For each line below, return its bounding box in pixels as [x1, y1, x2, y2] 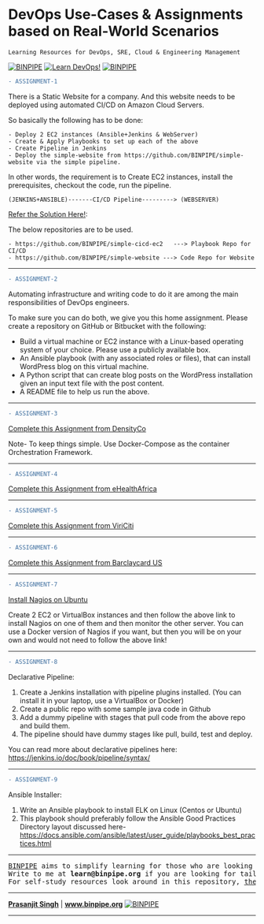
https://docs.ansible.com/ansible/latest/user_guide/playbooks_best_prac [19, 830, 256, 840]
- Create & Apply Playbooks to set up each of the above [8, 137, 199, 145]
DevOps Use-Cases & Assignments [8, 6, 244, 24]
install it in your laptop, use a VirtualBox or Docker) [19, 695, 185, 705]
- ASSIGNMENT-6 [8, 544, 58, 552]
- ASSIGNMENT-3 [8, 409, 58, 417]
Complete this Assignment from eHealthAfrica [8, 484, 157, 494]
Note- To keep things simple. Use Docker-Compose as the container [8, 439, 230, 449]
